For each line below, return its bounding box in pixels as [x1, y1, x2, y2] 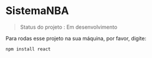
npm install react [5, 46, 51, 52]
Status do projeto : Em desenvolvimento [20, 23, 118, 30]
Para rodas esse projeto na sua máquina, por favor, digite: [5, 35, 147, 42]
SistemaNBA [5, 4, 69, 18]
